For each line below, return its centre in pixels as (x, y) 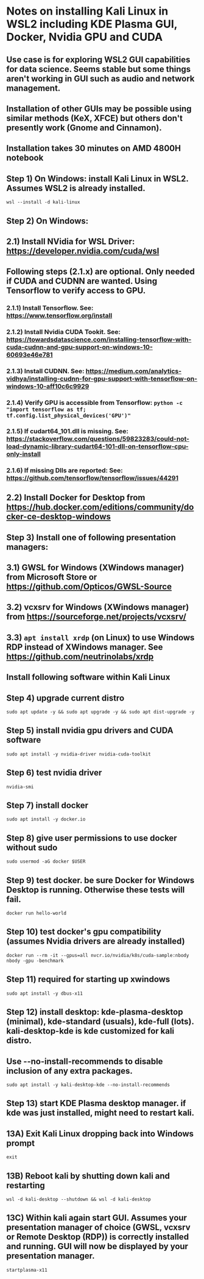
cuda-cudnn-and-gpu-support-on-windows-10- (80, 347)
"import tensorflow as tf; (46, 410)
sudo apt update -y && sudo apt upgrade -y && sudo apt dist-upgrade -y (100, 712)
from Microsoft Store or (52, 577)
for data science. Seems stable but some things (98, 69)
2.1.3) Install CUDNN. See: (45, 371)
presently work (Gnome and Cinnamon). (84, 128)
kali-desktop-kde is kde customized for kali (90, 1031)
